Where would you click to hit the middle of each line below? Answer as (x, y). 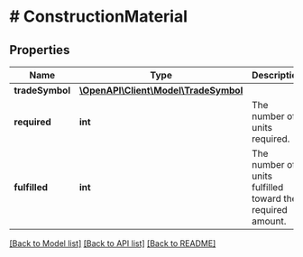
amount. (269, 221)
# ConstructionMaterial (98, 17)
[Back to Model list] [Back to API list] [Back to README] (113, 243)
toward (266, 198)
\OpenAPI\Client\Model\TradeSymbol (161, 90)
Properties (40, 50)
